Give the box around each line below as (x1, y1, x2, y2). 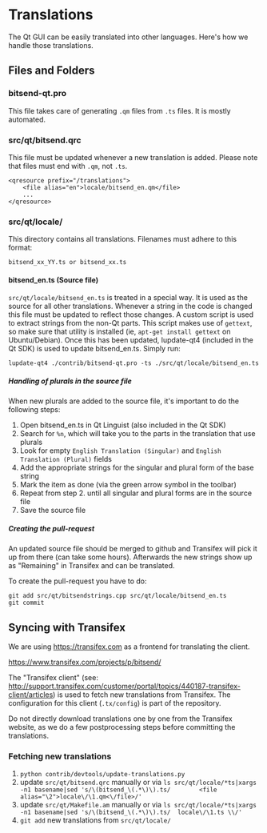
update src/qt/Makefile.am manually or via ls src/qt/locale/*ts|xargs (19, 800, 257, 810)
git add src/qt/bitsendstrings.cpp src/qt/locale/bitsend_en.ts (8, 592, 227, 600)
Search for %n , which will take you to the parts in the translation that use (19, 429, 256, 439)
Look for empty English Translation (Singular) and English (19, 446, 221, 455)
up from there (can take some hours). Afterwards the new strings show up (8, 552, 253, 562)
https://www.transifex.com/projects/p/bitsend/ (8, 658, 161, 667)
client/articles (8, 690, 54, 699)
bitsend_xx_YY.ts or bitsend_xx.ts (8, 258, 127, 266)
